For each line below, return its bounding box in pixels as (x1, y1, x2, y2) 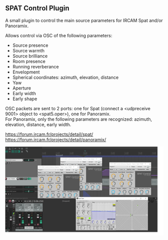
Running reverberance (12, 63, 59, 69)
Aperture (12, 85, 31, 91)
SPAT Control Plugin (5, 4, 69, 13)
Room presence (12, 58, 46, 64)
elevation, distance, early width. (5, 121, 71, 127)
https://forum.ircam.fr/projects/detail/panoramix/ (5, 136, 107, 142)
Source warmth (12, 47, 45, 53)
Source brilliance (12, 53, 48, 59)
